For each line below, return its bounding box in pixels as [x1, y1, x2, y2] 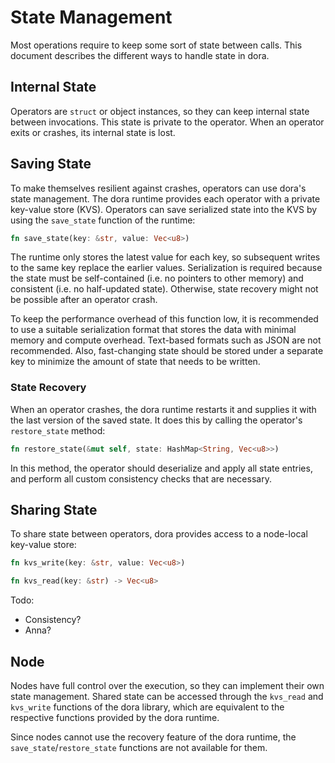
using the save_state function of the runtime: [10, 214, 196, 226]
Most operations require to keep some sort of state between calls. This [10, 39, 303, 51]
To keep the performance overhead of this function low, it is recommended [10, 313, 319, 325]
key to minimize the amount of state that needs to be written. [10, 356, 261, 368]
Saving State [10, 156, 92, 173]
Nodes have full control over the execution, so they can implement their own [10, 679, 325, 691]
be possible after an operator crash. [10, 294, 158, 306]
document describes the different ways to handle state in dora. [10, 49, 270, 61]
